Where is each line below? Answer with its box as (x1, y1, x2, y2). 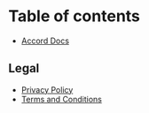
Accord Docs (20, 35, 70, 46)
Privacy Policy (20, 84, 74, 94)
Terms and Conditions (20, 94, 103, 104)
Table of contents (8, 6, 141, 26)
